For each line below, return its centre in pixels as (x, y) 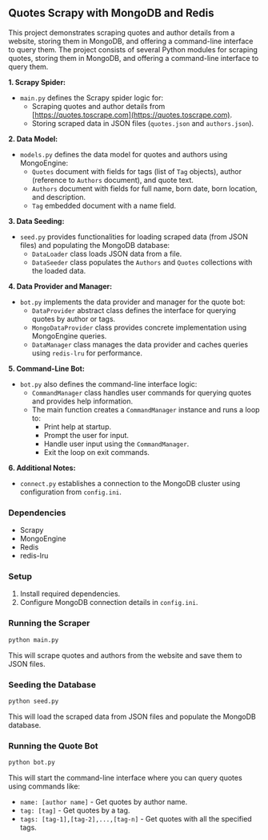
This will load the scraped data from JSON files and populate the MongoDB (132, 716)
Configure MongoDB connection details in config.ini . (109, 603)
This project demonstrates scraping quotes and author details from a (122, 32)
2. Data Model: (33, 139)
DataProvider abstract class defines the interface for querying (134, 310)
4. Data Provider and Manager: (60, 286)
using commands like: (44, 786)
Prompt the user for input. (86, 435)
